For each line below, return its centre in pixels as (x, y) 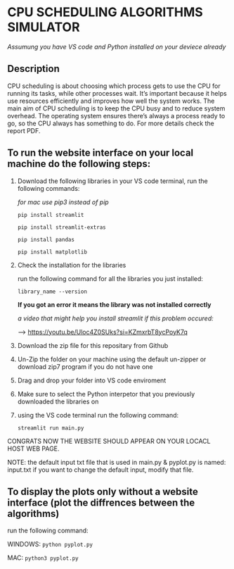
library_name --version (52, 292)
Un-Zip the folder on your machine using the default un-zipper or (112, 359)
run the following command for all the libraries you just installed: (110, 278)
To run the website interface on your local (100, 153)
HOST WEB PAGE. (33, 449)
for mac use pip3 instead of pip (63, 202)
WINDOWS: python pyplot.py (50, 544)
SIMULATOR (44, 27)
